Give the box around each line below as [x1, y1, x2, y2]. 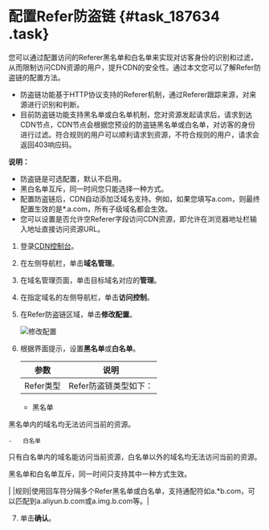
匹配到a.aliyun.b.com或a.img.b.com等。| [14, 495, 150, 506]
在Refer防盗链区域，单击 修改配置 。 [19, 309, 137, 319]
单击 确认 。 [19, 513, 56, 523]
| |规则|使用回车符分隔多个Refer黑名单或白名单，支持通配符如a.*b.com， [8, 486, 249, 495]
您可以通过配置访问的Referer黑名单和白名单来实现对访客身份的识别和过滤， [8, 52, 259, 62]
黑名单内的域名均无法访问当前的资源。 [8, 419, 135, 429]
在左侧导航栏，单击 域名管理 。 [19, 258, 119, 267]
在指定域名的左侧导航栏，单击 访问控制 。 [19, 292, 154, 302]
